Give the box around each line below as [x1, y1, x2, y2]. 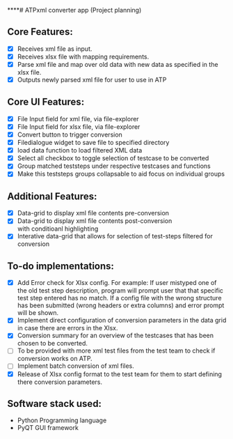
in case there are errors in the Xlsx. [17, 324, 118, 332]
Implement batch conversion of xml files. [17, 362, 134, 370]
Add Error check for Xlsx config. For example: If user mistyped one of [17, 279, 217, 287]
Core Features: [7, 26, 73, 38]
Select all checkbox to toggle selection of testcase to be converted [17, 154, 209, 162]
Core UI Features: [7, 96, 85, 108]
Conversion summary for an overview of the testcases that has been [17, 331, 214, 340]
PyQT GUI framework [17, 424, 79, 432]
